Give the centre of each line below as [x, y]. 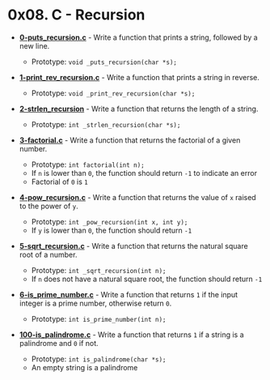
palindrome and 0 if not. [59, 343]
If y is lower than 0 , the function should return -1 [112, 230]
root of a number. [48, 254]
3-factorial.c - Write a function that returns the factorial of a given [130, 140]
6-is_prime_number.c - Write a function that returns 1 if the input [129, 294]
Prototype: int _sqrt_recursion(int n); [99, 270]
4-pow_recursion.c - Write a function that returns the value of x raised [137, 197]
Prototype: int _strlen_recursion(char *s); [106, 124]
